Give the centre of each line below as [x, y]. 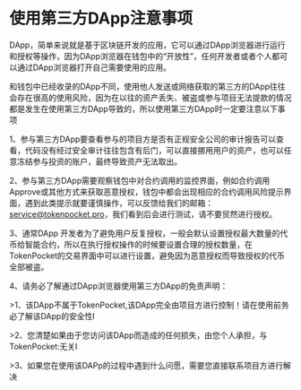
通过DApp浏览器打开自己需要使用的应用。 [94, 67]
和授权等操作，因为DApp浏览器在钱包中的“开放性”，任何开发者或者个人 [141, 56]
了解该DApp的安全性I [56, 316]
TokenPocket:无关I [43, 346]
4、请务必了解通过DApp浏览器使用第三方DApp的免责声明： [119, 286]
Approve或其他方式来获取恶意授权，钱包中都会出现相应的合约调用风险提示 [146, 191]
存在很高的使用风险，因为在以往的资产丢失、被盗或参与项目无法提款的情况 [154, 97]
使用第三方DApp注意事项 [101, 18]
